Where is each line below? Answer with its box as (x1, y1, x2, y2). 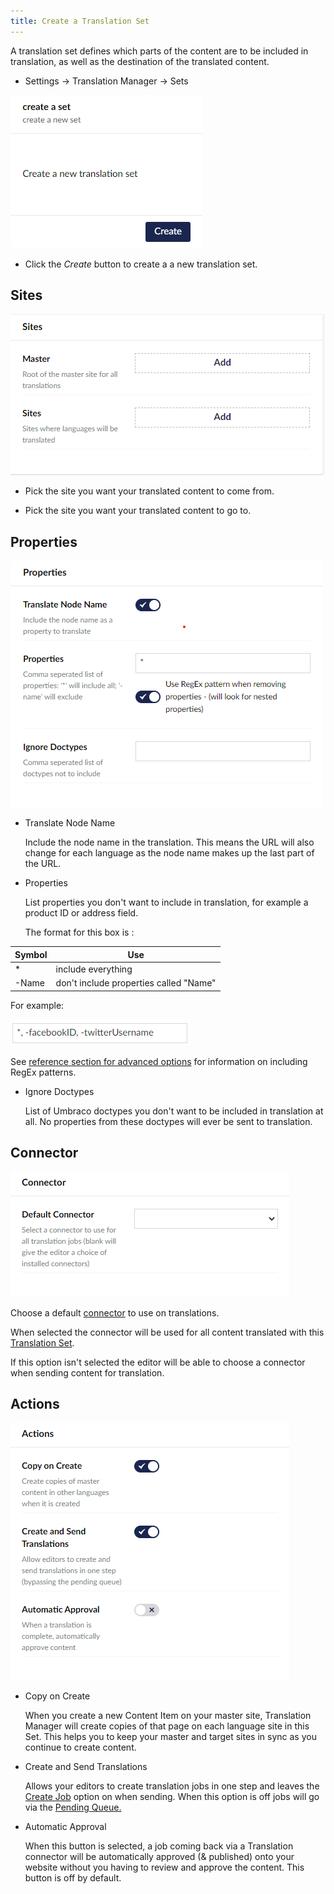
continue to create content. (24, 1741, 137, 1754)
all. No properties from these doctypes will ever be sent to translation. (24, 1115, 313, 1127)
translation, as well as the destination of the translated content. (10, 55, 270, 67)
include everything (55, 963, 133, 975)
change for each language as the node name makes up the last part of (24, 847, 315, 859)
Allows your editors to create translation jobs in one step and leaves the (24, 1780, 320, 1792)
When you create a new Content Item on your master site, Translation (24, 1710, 312, 1722)
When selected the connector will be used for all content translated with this (10, 1326, 325, 1338)
